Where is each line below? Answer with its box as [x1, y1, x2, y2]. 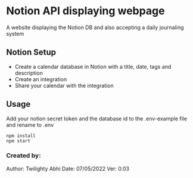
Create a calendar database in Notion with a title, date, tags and [14, 63, 172, 70]
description [14, 69, 43, 77]
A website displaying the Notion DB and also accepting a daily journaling [6, 24, 184, 31]
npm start [6, 138, 31, 144]
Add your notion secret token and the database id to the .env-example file [6, 115, 188, 122]
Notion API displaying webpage [6, 4, 165, 18]
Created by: [6, 151, 41, 160]
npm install [6, 132, 36, 139]
